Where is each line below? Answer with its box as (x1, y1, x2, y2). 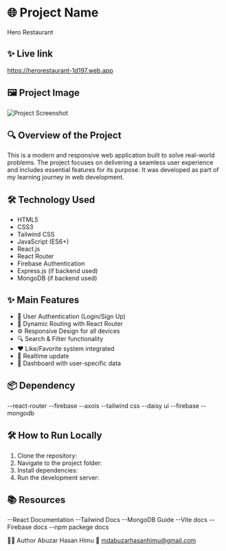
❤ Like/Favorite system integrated (16, 345, 115, 352)
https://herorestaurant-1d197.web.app (7, 66, 113, 74)
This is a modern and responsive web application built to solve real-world (7, 151, 215, 160)
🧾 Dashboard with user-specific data (16, 359, 122, 367)
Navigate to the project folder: (16, 459, 102, 467)
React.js (16, 245, 41, 253)
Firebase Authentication (16, 259, 85, 268)
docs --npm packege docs (33, 523, 109, 531)
